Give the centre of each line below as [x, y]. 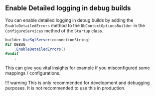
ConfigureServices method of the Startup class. [54, 31]
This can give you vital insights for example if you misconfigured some [78, 68]
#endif [12, 54]
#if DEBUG [15, 44]
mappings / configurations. [33, 73]
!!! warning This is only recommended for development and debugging [77, 83]
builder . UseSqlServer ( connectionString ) [48, 40]
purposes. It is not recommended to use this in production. [65, 88]
